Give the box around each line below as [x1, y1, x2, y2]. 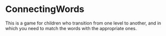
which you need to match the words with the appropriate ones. [5, 25, 137, 31]
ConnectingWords [5, 3, 85, 15]
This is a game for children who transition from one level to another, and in [5, 20, 161, 26]
